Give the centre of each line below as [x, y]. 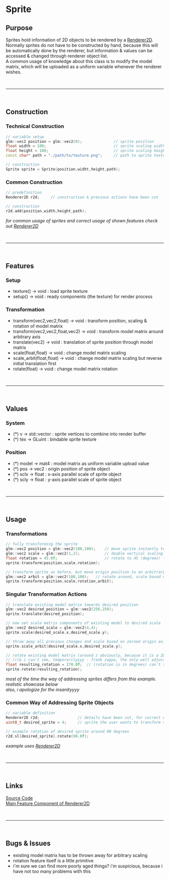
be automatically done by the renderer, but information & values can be [79, 51]
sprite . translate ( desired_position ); [45, 614]
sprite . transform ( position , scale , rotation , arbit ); [60, 581]
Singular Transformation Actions [46, 594]
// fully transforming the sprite [42, 544]
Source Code [19, 798]
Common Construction [34, 182]
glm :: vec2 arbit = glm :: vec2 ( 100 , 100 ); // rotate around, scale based [83, 577]
